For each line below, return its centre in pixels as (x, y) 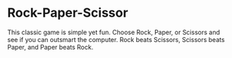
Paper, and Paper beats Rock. (50, 47)
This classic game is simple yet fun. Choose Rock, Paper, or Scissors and (114, 32)
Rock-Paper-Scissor (68, 13)
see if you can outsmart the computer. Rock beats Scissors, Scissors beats (116, 39)
